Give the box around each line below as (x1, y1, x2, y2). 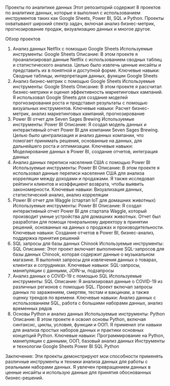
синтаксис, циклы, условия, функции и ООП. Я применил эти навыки (12, 322, 162, 327)
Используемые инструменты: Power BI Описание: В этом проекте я (12, 165, 160, 171)
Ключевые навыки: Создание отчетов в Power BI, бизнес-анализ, (12, 230, 155, 236)
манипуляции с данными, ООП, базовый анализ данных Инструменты (12, 338, 165, 344)
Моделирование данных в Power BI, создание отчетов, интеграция (12, 149, 158, 154)
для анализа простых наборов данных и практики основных (12, 327, 144, 333)
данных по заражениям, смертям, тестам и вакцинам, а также (12, 289, 149, 295)
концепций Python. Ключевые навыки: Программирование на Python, (12, 333, 165, 338)
